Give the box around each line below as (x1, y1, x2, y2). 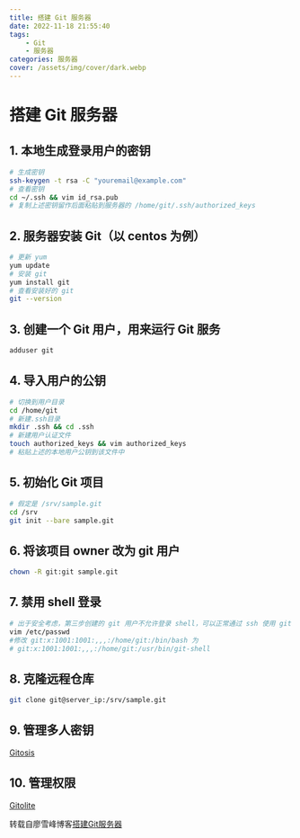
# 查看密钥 (9, 184, 45, 193)
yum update (9, 261, 50, 270)
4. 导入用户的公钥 (9, 373, 106, 388)
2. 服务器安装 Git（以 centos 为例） (9, 228, 206, 244)
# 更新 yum (9, 253, 48, 262)
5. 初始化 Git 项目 (9, 475, 105, 490)
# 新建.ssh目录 (9, 415, 61, 423)
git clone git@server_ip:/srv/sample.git (9, 696, 167, 705)
